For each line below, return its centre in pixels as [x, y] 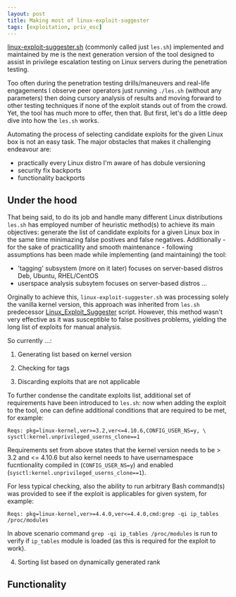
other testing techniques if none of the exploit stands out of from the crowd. [117, 106]
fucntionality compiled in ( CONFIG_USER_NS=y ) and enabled [91, 465]
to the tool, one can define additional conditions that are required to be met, [117, 411]
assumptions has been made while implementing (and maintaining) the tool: [117, 255]
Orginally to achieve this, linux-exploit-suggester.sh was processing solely [118, 297]
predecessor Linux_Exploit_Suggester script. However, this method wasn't [115, 312]
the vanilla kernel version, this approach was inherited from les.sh [104, 305]
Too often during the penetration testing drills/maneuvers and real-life [108, 83]
